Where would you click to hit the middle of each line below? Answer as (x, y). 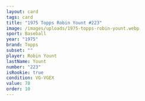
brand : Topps (22, 45)
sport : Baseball (26, 34)
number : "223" (24, 67)
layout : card (22, 12)
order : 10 (18, 89)
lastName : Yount (26, 61)
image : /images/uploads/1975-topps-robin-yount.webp (73, 28)
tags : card (20, 17)
